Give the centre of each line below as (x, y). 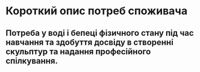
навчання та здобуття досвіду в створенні (90, 42)
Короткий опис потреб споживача (97, 11)
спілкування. (32, 61)
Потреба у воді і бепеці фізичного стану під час (100, 33)
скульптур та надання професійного (78, 51)
